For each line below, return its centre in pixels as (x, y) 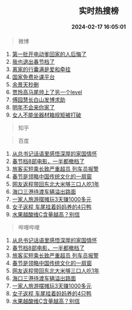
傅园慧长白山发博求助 (38, 100)
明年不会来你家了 (33, 107)
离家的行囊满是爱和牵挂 (41, 69)
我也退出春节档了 (33, 61)
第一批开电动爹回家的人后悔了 (49, 54)
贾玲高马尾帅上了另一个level (47, 92)
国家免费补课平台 (33, 77)
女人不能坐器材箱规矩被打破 (47, 115)
